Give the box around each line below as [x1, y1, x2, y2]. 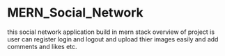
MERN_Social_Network [7, 5, 144, 21]
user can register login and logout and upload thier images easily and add [7, 35, 219, 43]
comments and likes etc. [7, 42, 78, 50]
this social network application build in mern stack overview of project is [7, 28, 215, 36]
